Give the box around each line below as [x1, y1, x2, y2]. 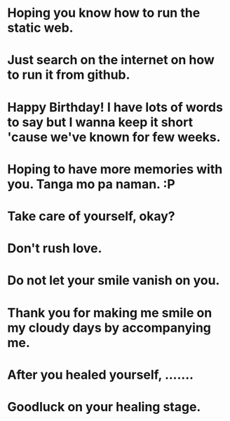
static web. [7, 20, 74, 36]
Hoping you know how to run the [7, 5, 201, 21]
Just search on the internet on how [7, 52, 215, 68]
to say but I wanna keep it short [7, 114, 194, 130]
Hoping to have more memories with [7, 161, 223, 177]
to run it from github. [7, 67, 130, 83]
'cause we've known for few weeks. [7, 129, 221, 145]
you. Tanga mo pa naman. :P [7, 176, 175, 192]
